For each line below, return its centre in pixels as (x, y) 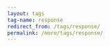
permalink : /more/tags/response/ (55, 33)
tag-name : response (35, 20)
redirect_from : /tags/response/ (54, 26)
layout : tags (26, 13)
